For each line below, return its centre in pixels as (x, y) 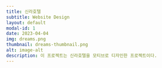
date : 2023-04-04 (27, 34)
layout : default (26, 22)
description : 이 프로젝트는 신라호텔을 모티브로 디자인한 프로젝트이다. (82, 56)
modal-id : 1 (21, 28)
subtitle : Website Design (38, 17)
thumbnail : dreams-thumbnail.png (47, 45)
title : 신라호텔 (24, 12)
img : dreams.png (26, 39)
